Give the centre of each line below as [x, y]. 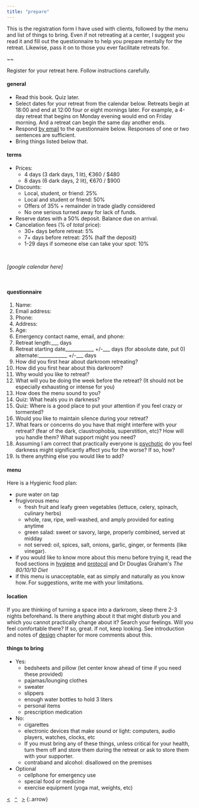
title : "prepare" [28, 12]
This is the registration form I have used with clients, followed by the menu [97, 28]
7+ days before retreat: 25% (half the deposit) [80, 237]
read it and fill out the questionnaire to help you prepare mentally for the [94, 41]
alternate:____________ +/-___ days [56, 355]
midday [33, 539]
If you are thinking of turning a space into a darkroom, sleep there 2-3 [92, 609]
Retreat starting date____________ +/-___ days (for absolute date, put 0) [100, 349]
